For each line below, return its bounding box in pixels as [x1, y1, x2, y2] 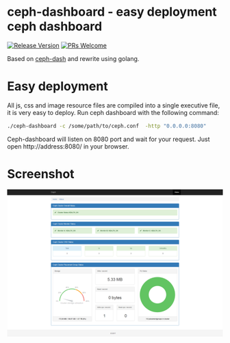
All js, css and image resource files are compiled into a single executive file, [7, 101, 220, 110]
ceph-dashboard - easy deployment [7, 4, 217, 20]
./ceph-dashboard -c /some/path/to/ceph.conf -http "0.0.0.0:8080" [7, 123, 207, 129]
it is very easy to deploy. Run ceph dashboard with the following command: [7, 108, 219, 116]
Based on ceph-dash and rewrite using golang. [7, 54, 140, 62]
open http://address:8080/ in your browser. [7, 142, 129, 151]
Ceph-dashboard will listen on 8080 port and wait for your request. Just [7, 135, 210, 143]
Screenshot [7, 166, 75, 181]
